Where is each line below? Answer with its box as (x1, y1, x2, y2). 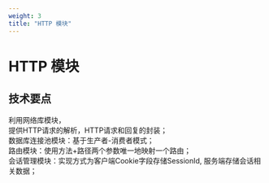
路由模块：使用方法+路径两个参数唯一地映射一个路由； (8, 146, 192, 155)
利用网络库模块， (8, 115, 66, 124)
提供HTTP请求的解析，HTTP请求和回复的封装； (8, 125, 168, 135)
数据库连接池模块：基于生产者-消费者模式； (8, 135, 154, 145)
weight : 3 (8, 11, 42, 20)
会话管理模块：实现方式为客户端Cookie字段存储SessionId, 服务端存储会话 (8, 155, 254, 165)
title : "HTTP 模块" (8, 20, 72, 28)
